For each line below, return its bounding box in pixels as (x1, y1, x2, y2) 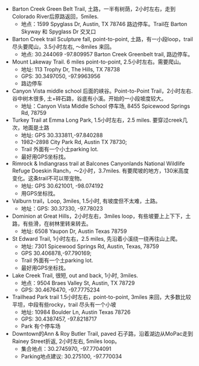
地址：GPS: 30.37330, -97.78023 (21, 205, 104, 212)
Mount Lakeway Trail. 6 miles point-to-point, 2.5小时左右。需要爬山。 (11, 58, 185, 65)
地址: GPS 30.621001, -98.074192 (21, 182, 104, 189)
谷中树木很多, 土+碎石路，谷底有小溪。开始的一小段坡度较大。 (11, 95, 167, 102)
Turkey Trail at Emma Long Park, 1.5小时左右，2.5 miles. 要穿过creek (11, 117, 183, 123)
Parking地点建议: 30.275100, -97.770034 (21, 353, 122, 360)
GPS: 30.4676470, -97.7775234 (21, 286, 100, 293)
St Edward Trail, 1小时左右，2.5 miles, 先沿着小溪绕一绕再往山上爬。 (11, 235, 181, 242)
